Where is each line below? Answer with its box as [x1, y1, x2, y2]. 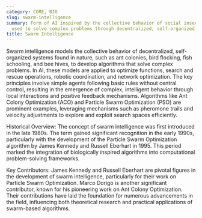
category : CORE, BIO [6, 8, 58, 15]
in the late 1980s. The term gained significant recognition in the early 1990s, [6, 130, 194, 137]
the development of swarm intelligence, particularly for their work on [6, 173, 176, 180]
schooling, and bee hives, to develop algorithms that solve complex [6, 61, 173, 68]
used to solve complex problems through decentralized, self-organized [11, 25, 195, 32]
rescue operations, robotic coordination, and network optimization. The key [6, 73, 193, 80]
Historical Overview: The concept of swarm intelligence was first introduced [6, 123, 195, 130]
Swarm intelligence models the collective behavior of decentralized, [6, 47, 174, 55]
